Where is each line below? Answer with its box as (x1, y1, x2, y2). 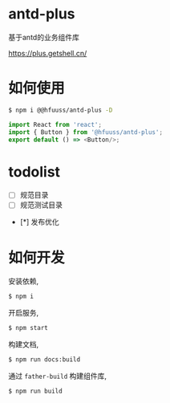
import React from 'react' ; (8, 120, 103, 128)
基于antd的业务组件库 (8, 32, 80, 42)
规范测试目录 (19, 200, 63, 210)
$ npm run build (8, 387, 63, 395)
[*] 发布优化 (19, 218, 59, 227)
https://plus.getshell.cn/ (8, 48, 87, 58)
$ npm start (8, 324, 48, 332)
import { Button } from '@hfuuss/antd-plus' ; (8, 128, 163, 136)
